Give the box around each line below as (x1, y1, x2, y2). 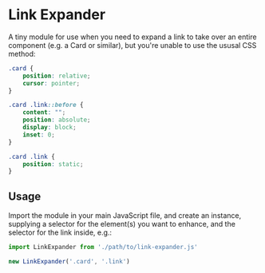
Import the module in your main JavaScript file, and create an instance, (8, 211, 242, 220)
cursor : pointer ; (22, 79, 81, 87)
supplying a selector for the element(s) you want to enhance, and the (8, 220, 235, 229)
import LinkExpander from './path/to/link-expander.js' (8, 243, 198, 251)
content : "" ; (22, 109, 66, 117)
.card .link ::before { (8, 101, 84, 109)
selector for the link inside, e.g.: (8, 227, 113, 237)
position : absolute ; (22, 116, 91, 125)
